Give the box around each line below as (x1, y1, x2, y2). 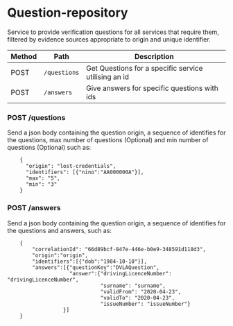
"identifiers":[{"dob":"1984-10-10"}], (32, 258, 148, 265)
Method (10, 51, 37, 61)
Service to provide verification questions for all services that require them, (7, 28, 220, 36)
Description (134, 51, 175, 61)
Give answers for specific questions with (86, 83, 218, 93)
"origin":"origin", (32, 252, 89, 259)
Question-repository (7, 5, 128, 21)
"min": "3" (25, 181, 58, 188)
